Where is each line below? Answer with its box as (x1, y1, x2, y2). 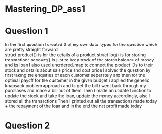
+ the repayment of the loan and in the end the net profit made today (5, 103, 142, 109)
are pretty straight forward (5, 47, 58, 53)
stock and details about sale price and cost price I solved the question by (5, 67, 151, 73)
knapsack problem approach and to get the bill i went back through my (5, 83, 146, 89)
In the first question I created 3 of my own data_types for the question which (5, 42, 158, 47)
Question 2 (5, 120, 50, 131)
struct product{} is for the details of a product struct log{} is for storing (5, 52, 146, 58)
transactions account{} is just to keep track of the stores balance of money (5, 57, 154, 63)
